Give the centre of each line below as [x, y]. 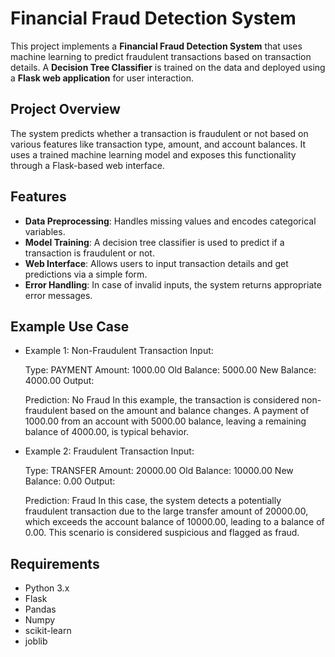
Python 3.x [47, 588]
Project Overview [65, 109]
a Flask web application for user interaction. [102, 78]
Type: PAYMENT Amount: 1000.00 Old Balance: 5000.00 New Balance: [170, 370]
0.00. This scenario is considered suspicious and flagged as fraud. [162, 533]
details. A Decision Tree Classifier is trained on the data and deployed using [168, 67]
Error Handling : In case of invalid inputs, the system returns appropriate [173, 284]
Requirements [55, 563]
